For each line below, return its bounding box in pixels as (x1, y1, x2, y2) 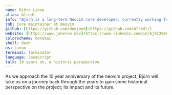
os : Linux (5, 45, 27, 50)
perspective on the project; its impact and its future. (5, 84, 115, 90)
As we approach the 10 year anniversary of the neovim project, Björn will (5, 73, 159, 79)
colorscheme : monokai (5, 36, 52, 41)
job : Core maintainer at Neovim (5, 21, 74, 27)
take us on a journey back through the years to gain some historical (5, 79, 147, 85)
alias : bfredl (5, 12, 36, 17)
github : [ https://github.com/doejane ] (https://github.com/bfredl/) (5, 26, 153, 31)
